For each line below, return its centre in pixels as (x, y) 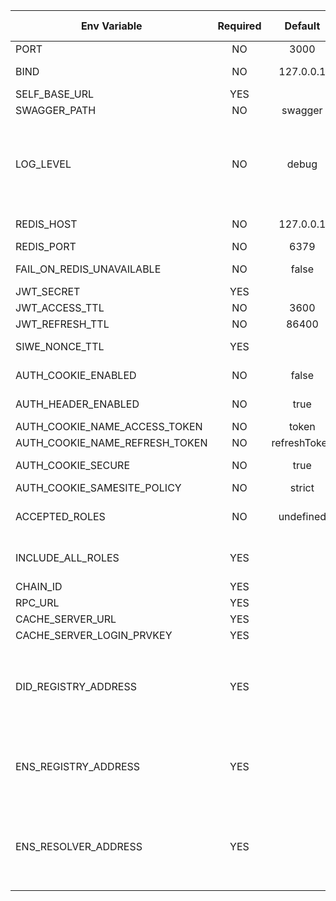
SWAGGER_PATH (56, 110)
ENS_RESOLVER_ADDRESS (79, 846)
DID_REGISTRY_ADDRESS (76, 686)
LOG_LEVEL (43, 164)
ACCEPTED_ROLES (60, 516)
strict (302, 487)
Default (302, 26)
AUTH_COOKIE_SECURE (73, 465)
